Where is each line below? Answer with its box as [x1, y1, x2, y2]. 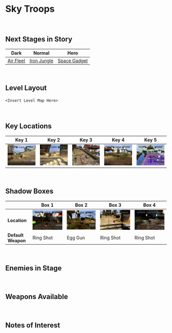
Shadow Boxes [5, 187, 54, 195]
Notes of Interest [5, 321, 60, 329]
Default [7, 232, 24, 238]
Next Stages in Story [5, 35, 73, 44]
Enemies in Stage [5, 264, 62, 272]
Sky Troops [5, 3, 55, 15]
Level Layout [5, 84, 47, 92]
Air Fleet [7, 57, 26, 64]
